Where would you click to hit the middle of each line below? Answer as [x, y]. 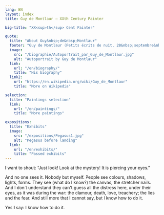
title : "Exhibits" [28, 127]
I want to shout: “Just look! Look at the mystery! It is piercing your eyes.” [78, 168]
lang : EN [14, 10]
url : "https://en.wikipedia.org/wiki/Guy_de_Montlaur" [71, 82]
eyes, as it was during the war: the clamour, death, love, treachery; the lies [80, 193]
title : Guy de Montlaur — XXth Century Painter [54, 19]
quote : [12, 36]
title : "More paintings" [39, 113]
